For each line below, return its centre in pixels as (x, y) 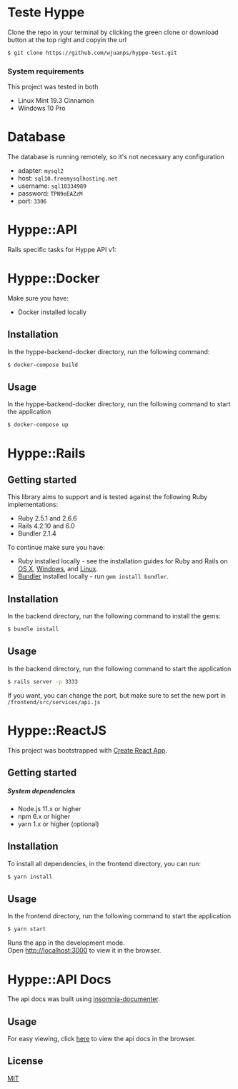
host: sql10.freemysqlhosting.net (68, 179)
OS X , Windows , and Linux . (58, 569)
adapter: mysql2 (41, 171)
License (25, 1061)
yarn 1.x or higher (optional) (58, 824)
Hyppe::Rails (46, 453)
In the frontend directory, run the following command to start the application (119, 916)
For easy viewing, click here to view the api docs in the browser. (102, 1039)
